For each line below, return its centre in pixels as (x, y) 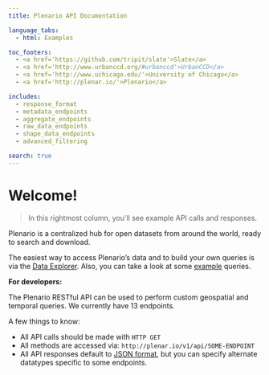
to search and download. (49, 242)
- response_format (47, 104)
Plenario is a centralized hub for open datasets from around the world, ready (135, 233)
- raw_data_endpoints (52, 126)
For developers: (35, 281)
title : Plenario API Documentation (68, 16)
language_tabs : (34, 30)
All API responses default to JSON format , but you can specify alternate (139, 353)
